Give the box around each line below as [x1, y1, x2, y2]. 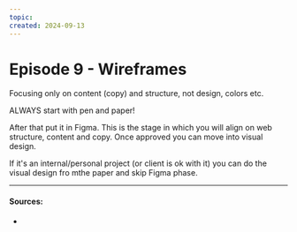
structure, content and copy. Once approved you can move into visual [9, 131, 263, 142]
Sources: [9, 196, 43, 207]
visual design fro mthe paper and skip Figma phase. [9, 168, 198, 178]
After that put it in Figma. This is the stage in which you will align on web [9, 123, 272, 133]
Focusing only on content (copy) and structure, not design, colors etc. [9, 88, 264, 99]
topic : [9, 12, 34, 22]
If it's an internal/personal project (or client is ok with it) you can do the [9, 158, 268, 168]
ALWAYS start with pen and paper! [9, 105, 135, 116]
